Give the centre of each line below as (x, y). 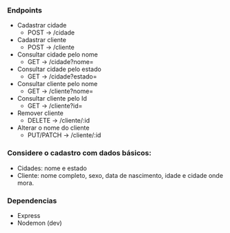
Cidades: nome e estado (52, 168)
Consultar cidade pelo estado (59, 69)
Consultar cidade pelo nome (57, 54)
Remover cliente (40, 113)
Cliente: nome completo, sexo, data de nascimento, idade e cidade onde (120, 175)
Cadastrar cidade (42, 26)
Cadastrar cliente (42, 40)
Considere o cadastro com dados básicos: (79, 153)
